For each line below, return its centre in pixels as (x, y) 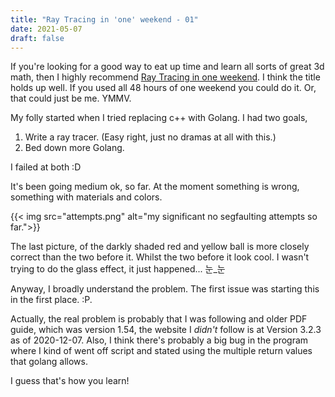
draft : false (37, 38)
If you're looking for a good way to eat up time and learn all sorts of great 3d (167, 67)
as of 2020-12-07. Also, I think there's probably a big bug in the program (159, 340)
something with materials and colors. (86, 197)
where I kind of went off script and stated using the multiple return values (161, 351)
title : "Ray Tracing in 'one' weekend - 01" (104, 19)
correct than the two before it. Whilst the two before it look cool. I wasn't (160, 257)
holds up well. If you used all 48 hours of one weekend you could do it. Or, (163, 88)
